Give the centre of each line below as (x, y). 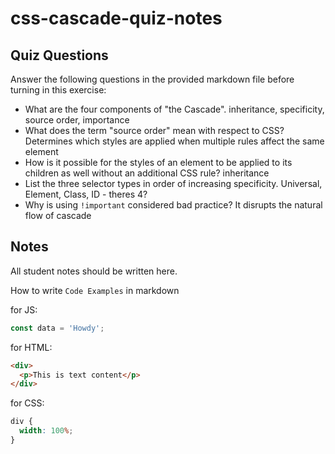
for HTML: (31, 347)
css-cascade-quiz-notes (116, 18)
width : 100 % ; (46, 431)
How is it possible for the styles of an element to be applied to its (158, 162)
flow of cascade (58, 215)
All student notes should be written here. (94, 271)
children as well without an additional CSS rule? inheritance (147, 173)
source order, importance (77, 120)
